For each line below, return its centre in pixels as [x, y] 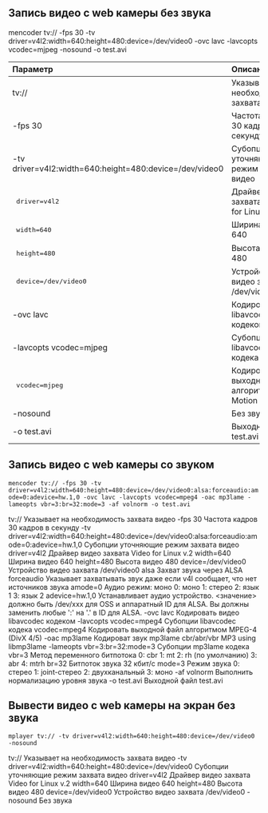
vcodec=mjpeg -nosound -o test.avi [68, 49]
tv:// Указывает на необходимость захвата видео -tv [98, 758]
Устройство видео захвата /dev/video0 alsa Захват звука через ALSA [126, 570]
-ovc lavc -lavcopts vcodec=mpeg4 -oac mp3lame [164, 497]
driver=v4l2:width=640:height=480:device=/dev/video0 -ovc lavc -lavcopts [133, 41]
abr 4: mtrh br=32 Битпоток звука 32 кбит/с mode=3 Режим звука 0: [124, 664]
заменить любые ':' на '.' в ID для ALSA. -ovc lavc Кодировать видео [124, 612]
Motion [244, 401]
